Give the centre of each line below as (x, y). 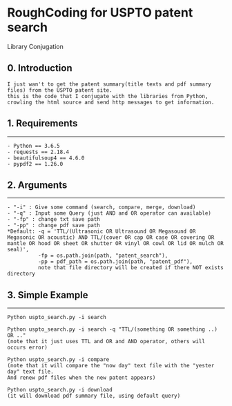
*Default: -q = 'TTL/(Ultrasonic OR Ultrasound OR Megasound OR (101, 232)
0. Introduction (40, 68)
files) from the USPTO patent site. (60, 90)
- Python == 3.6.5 (33, 146)
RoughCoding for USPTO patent (100, 13)
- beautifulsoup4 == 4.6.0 (46, 158)
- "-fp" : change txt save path (54, 220)
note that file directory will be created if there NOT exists (131, 268)
